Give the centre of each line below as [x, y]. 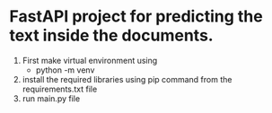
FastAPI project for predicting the [136, 17]
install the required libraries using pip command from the [127, 79]
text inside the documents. [111, 35]
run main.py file [51, 98]
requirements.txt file [60, 89]
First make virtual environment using [90, 60]
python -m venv [65, 70]
